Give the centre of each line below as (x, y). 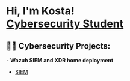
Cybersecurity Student (65, 24)
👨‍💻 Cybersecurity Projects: (58, 46)
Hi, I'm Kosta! (41, 11)
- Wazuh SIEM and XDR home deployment (60, 60)
